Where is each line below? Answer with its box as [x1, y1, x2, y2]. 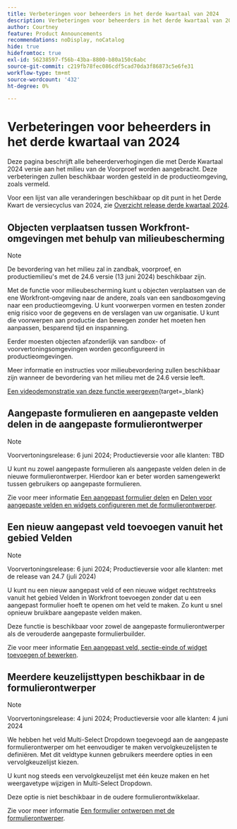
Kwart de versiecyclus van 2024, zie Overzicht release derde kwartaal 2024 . [7, 201, 229, 210]
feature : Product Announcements [7, 30, 102, 37]
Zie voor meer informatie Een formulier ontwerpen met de [7, 806, 175, 815]
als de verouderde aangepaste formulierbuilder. [7, 629, 146, 638]
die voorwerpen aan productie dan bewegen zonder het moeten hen [7, 316, 206, 325]
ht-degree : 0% [7, 83, 49, 90]
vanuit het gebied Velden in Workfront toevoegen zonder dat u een [7, 593, 202, 602]
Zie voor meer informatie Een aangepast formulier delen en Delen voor [7, 493, 213, 502]
